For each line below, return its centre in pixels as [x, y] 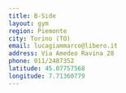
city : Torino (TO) [39, 38]
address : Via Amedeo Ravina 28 [61, 53]
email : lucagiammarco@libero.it [63, 46]
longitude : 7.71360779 [47, 76]
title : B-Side [33, 16]
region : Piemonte [38, 31]
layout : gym [28, 23]
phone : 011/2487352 [41, 61]
